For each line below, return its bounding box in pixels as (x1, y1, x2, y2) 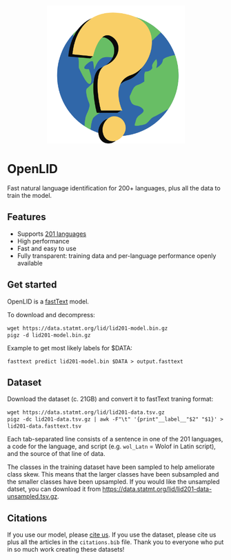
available (17, 259, 43, 267)
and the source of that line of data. (7, 450, 106, 458)
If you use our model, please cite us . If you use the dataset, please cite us (7, 530, 217, 539)
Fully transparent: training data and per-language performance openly (17, 251, 217, 260)
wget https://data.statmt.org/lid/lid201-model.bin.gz (7, 325, 168, 332)
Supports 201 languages (17, 230, 87, 238)
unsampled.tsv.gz (7, 492, 58, 501)
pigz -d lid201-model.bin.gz (7, 332, 91, 339)
